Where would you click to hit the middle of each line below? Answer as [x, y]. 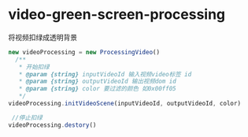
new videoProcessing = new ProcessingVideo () [84, 52]
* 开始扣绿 [34, 67]
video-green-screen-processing [117, 15]
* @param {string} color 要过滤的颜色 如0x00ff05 [97, 89]
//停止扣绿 [27, 117]
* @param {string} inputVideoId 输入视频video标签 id [105, 74]
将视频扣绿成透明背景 [43, 37]
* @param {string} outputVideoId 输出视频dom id [98, 81]
